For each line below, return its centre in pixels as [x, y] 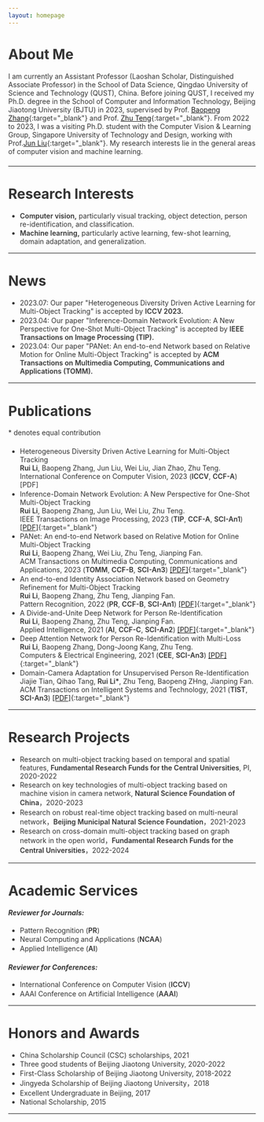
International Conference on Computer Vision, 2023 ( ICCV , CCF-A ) [128, 476]
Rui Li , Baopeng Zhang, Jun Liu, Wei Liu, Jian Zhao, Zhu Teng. [120, 468]
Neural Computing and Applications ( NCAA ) [91, 940]
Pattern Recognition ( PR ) [60, 930]
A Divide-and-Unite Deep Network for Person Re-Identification [121, 613]
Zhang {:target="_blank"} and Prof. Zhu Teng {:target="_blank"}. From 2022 [129, 118]
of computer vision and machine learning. [75, 151]
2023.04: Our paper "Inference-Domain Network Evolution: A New [127, 320]
